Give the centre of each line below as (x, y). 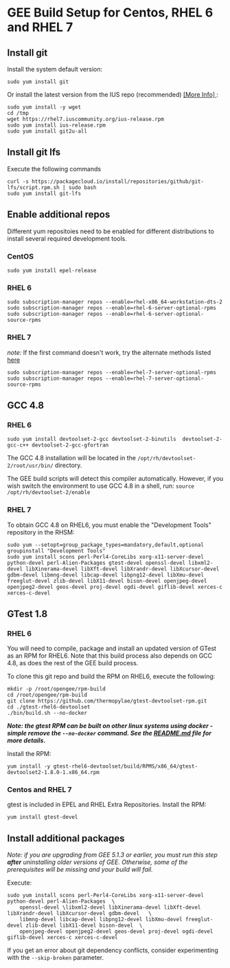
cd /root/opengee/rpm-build (47, 695)
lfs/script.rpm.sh (33, 187)
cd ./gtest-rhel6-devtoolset (49, 707)
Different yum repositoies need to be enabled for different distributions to (111, 231)
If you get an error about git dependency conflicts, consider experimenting (113, 950)
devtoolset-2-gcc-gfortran (70, 445)
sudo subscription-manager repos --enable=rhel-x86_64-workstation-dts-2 (115, 302)
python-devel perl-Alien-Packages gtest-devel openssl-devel (96, 563)
